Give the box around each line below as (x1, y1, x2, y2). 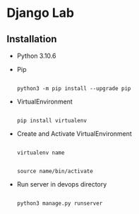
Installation (6, 33, 57, 45)
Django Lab (6, 5, 75, 21)
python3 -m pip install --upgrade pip (16, 85, 131, 92)
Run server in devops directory (16, 180, 107, 188)
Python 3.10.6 (16, 51, 56, 60)
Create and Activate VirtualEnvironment (16, 130, 132, 138)
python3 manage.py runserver (16, 200, 103, 207)
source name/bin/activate (16, 168, 93, 175)
